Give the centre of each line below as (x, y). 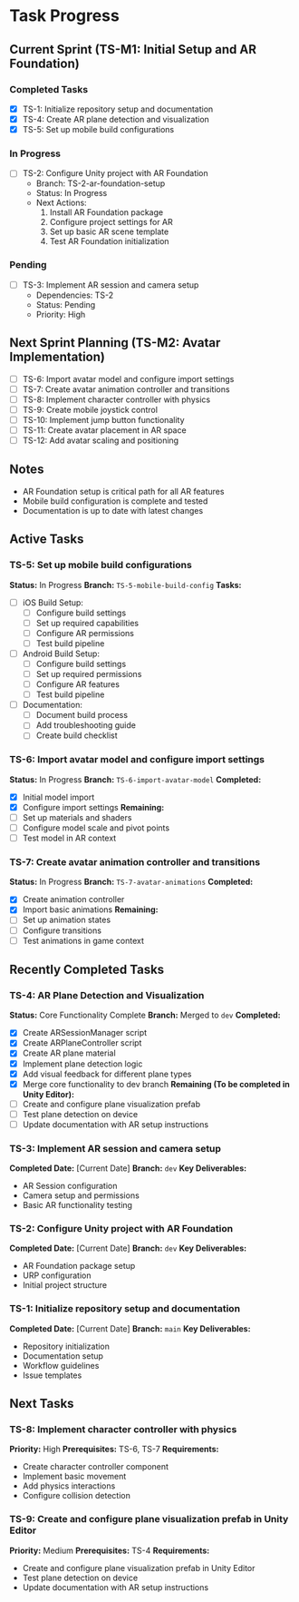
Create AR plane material (69, 1053)
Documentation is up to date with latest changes (113, 510)
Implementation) (58, 357)
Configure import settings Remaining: (93, 807)
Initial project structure (65, 1285)
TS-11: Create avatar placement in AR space (105, 430)
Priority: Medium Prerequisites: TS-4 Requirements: (110, 1550)
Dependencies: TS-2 (75, 295)
